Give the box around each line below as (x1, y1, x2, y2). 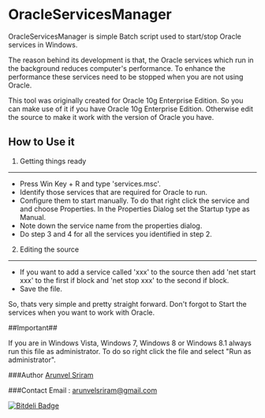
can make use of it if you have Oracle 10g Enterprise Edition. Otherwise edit (8, 104, 254, 114)
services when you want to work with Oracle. (8, 308, 155, 317)
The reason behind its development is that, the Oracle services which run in (8, 55, 254, 65)
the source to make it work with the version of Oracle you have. (8, 112, 215, 121)
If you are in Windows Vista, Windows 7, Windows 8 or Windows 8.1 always (8, 338, 252, 348)
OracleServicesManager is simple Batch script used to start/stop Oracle (8, 32, 242, 41)
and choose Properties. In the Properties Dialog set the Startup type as (19, 203, 250, 214)
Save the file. (19, 284, 63, 293)
